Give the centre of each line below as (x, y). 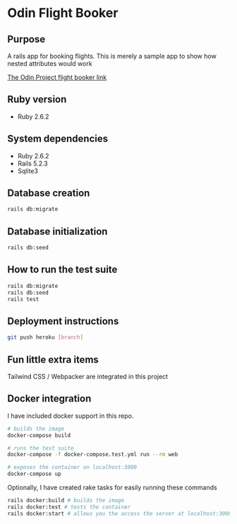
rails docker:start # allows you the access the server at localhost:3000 (120, 513)
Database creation (49, 193)
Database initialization (57, 231)
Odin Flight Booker (63, 13)
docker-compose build (39, 435)
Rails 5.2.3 (32, 163)
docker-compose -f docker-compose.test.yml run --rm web (93, 455)
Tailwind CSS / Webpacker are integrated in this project (87, 376)
